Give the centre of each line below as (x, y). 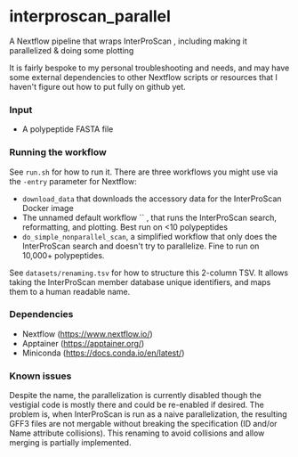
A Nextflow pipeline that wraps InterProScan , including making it (128, 41)
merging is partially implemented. (70, 443)
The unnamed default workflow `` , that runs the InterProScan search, (149, 217)
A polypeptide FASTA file (68, 129)
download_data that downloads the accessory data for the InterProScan (152, 199)
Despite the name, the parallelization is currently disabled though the (136, 396)
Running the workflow (58, 152)
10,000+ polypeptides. (63, 255)
